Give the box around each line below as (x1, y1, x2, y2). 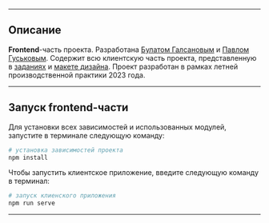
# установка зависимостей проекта (8, 145, 124, 154)
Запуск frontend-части (8, 101, 129, 114)
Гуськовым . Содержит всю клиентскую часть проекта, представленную (8, 53, 257, 62)
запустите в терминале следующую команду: (8, 130, 165, 140)
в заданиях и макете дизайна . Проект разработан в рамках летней (8, 62, 239, 71)
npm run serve (8, 199, 56, 208)
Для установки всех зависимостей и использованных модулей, (8, 121, 227, 132)
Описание (8, 23, 62, 37)
